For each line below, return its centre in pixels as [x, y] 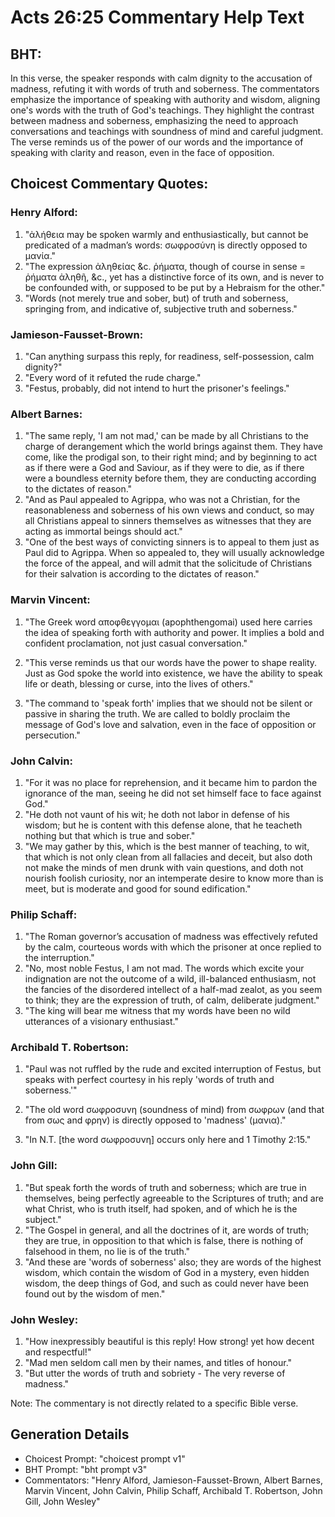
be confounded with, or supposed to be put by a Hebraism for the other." [175, 287]
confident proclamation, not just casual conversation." [136, 643]
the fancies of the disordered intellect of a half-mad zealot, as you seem [173, 990]
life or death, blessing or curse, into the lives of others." [139, 683]
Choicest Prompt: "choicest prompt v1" [105, 1458]
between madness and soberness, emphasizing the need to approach [154, 120]
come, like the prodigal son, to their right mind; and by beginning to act [171, 457]
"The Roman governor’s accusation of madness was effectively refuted [171, 937]
